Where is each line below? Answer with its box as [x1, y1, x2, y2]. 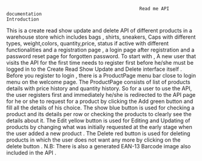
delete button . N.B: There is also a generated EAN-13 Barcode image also [6, 143, 191, 149]
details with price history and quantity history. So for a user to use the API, [6, 85, 192, 92]
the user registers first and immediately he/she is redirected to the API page [6, 91, 196, 98]
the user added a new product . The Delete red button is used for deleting [6, 130, 190, 137]
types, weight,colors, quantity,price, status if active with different [6, 40, 169, 47]
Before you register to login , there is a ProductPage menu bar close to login [6, 72, 196, 79]
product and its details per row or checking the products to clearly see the [6, 111, 192, 117]
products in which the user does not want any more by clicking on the [6, 136, 181, 143]
